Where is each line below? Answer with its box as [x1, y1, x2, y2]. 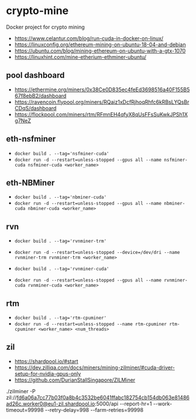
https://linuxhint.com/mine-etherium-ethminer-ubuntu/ [14, 53, 147, 60]
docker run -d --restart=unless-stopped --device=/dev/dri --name [14, 250, 180, 256]
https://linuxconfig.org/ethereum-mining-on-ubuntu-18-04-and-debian [14, 41, 186, 48]
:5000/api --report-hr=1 [94, 400, 152, 407]
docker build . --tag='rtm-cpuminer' [14, 315, 107, 321]
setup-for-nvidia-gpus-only [14, 370, 81, 377]
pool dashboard [6, 70, 65, 80]
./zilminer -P [6, 387, 36, 394]
